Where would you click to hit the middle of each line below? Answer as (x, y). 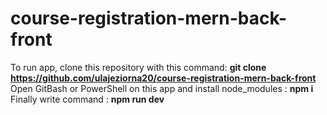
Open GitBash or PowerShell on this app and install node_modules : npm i (162, 88)
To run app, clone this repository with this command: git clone (138, 67)
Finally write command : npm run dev (87, 99)
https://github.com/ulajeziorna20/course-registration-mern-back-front (163, 78)
